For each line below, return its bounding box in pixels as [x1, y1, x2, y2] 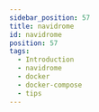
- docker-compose [17, 80, 83, 89]
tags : [9, 47, 30, 56]
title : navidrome [9, 22, 75, 31]
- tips [17, 89, 42, 98]
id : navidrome [9, 30, 63, 39]
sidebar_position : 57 [9, 13, 91, 23]
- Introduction [17, 55, 75, 64]
